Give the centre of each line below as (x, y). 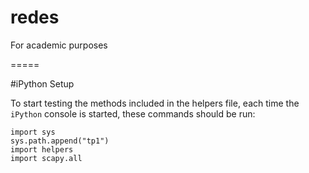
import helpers (42, 149)
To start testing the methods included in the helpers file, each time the (155, 103)
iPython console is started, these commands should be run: (133, 113)
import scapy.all (46, 158)
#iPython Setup (42, 83)
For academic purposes (59, 45)
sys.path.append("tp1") (60, 141)
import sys (33, 132)
